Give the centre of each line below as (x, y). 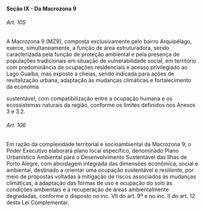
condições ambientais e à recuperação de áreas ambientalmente (88, 189)
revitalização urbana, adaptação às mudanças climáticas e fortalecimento (99, 80)
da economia (23, 87)
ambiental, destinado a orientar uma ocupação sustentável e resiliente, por (100, 170)
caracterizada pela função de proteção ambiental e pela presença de (93, 54)
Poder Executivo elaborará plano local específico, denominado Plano (93, 150)
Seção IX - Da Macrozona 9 (41, 9)
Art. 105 (16, 23)
